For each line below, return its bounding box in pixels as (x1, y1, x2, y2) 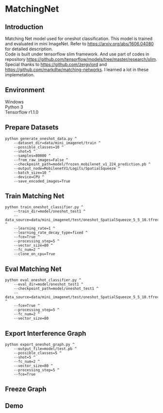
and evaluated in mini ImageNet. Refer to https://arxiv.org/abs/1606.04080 (5, 41, 154, 47)
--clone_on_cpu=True (14, 251, 55, 256)
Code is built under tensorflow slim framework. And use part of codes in (5, 51, 149, 57)
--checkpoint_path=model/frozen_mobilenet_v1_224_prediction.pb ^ (14, 162, 151, 166)
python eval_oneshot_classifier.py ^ (5, 278, 81, 283)
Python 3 (5, 104, 23, 110)
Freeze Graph (5, 385, 47, 394)
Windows (5, 99, 24, 105)
